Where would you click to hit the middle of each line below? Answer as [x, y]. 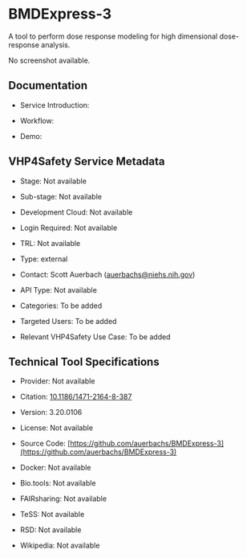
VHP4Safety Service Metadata [87, 162]
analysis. [56, 44]
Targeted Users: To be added [68, 321]
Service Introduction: [55, 105]
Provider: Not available [57, 381]
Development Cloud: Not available [76, 212]
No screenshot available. [49, 60]
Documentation [48, 86]
